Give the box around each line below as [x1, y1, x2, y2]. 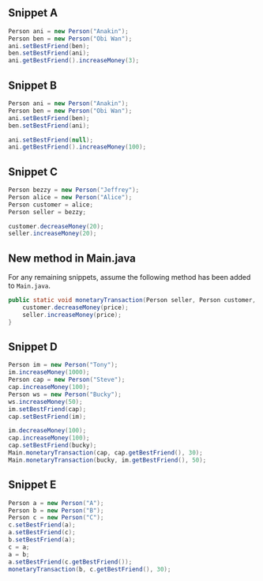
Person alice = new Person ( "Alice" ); [8, 193, 133, 201]
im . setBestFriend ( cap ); [8, 405, 87, 413]
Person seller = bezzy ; [8, 208, 87, 216]
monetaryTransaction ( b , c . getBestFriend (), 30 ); [8, 565, 171, 573]
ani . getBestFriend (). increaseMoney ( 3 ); [8, 57, 140, 65]
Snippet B [8, 78, 58, 92]
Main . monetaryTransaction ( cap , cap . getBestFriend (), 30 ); [8, 449, 203, 457]
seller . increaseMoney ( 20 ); [8, 229, 97, 238]
